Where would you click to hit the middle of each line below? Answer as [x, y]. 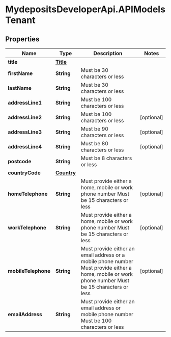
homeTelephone [28, 194]
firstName [20, 73]
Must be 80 [94, 144]
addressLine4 [25, 147]
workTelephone [27, 228]
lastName [20, 88]
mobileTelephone [29, 271]
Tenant [20, 20]
